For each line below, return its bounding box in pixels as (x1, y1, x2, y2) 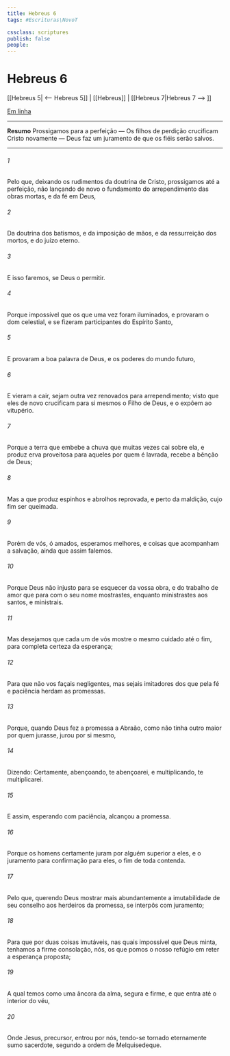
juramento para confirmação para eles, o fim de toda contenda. (7, 856, 186, 865)
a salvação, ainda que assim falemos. (7, 547, 113, 555)
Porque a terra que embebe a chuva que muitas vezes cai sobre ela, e (7, 444, 205, 452)
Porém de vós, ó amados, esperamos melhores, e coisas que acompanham (7, 539, 219, 547)
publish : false (7, 35, 51, 42)
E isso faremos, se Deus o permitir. (7, 273, 105, 282)
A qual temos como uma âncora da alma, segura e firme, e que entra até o (7, 989, 217, 998)
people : (7, 42, 29, 49)
